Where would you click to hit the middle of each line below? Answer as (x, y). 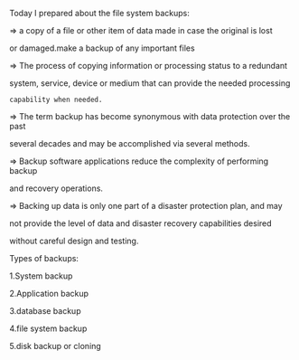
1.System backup (41, 276)
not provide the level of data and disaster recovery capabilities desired (141, 223)
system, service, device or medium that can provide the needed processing (150, 83)
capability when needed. (56, 99)
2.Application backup (49, 294)
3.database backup (45, 311)
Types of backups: (44, 258)
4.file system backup (48, 328)
